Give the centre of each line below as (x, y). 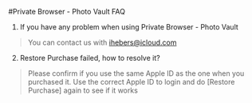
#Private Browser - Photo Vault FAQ (67, 12)
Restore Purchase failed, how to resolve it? (90, 58)
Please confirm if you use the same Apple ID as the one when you (136, 73)
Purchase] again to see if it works (83, 90)
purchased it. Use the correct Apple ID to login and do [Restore (131, 82)
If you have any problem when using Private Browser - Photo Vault (129, 27)
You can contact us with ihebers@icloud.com (102, 42)
